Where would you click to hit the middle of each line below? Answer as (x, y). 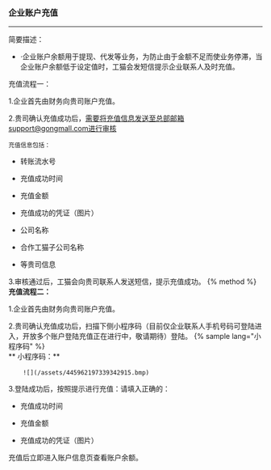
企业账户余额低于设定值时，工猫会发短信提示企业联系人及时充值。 (129, 67)
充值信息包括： (29, 146)
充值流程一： (29, 84)
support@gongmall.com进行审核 (63, 129)
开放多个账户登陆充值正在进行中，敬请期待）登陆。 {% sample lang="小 (142, 337)
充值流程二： (29, 292)
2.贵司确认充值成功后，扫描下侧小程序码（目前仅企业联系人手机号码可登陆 (132, 326)
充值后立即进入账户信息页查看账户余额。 (75, 458)
